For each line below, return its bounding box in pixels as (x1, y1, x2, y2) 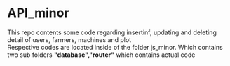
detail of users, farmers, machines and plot (7, 35, 132, 44)
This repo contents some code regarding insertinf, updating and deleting (7, 28, 217, 37)
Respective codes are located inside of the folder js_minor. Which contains (7, 43, 223, 51)
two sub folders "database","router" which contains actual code (7, 51, 196, 59)
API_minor (7, 5, 69, 21)
